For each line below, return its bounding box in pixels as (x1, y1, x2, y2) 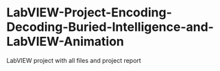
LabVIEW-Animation (6, 34, 125, 49)
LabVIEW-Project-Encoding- (6, 5, 172, 20)
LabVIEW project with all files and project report (6, 56, 141, 64)
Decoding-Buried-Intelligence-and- (6, 19, 214, 35)
